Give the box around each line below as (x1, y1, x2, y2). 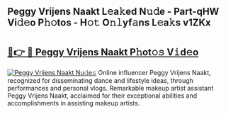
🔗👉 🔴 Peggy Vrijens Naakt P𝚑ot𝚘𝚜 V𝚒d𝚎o (7, 46, 199, 58)
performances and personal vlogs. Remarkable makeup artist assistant (7, 84, 214, 92)
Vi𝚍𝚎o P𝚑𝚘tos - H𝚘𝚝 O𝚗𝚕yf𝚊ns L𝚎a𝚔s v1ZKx (7, 17, 211, 29)
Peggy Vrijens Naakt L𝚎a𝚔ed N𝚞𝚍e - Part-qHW (7, 6, 220, 18)
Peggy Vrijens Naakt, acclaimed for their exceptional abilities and (7, 91, 198, 100)
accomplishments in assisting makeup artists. (7, 99, 140, 107)
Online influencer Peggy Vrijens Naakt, (98, 69, 211, 76)
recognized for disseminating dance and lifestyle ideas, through (7, 76, 193, 84)
